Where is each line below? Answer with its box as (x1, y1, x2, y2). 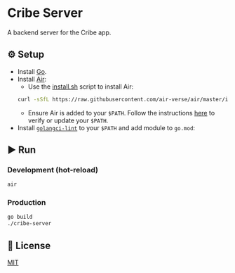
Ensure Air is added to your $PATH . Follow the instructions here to (27, 108, 215, 117)
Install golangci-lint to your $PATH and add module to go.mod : (17, 123, 195, 132)
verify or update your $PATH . (27, 116, 109, 125)
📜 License (7, 239, 51, 251)
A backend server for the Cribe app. (7, 28, 112, 37)
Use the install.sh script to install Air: (27, 82, 134, 91)
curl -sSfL (17, 96, 50, 103)
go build (7, 213, 33, 221)
